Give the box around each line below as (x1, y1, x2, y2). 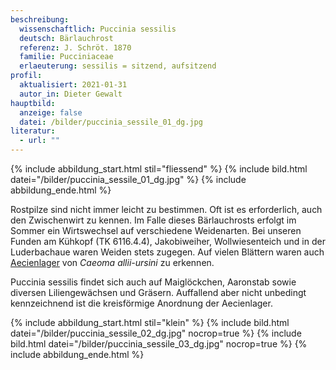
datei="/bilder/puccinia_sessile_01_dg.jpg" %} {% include (10, 174, 247, 185)
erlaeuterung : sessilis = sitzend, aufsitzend (19, 61, 217, 71)
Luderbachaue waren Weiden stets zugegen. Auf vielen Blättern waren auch (10, 246, 325, 258)
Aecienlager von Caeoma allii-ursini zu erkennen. (10, 257, 215, 268)
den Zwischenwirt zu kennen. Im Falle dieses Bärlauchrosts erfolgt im (10, 214, 297, 226)
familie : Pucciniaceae (19, 52, 114, 62)
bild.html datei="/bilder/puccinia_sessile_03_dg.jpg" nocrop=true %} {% (10, 338, 308, 350)
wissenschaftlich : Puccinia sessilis (19, 24, 177, 34)
